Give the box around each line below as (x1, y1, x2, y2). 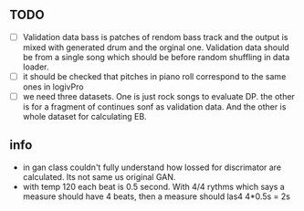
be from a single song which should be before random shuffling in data (22, 51, 290, 62)
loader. (22, 61, 49, 72)
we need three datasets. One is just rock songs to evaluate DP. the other (22, 90, 295, 101)
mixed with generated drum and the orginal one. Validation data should (22, 41, 289, 53)
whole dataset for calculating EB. (22, 111, 148, 121)
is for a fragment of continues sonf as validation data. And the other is (22, 101, 287, 112)
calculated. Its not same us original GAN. (22, 171, 176, 182)
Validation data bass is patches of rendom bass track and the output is (22, 31, 288, 42)
